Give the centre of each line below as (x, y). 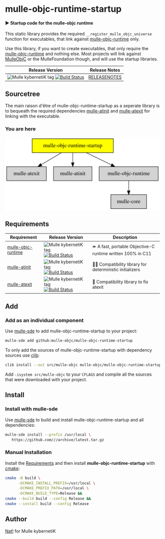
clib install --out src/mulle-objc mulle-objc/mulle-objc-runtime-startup (83, 365)
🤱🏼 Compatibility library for (120, 265)
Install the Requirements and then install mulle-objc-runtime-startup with (80, 463)
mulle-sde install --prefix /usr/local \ (48, 434)
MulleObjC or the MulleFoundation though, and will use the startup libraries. (82, 59)
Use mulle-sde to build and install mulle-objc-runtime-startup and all (74, 419)
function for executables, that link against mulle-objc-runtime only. (72, 39)
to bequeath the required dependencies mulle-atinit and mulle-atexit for (78, 111)
